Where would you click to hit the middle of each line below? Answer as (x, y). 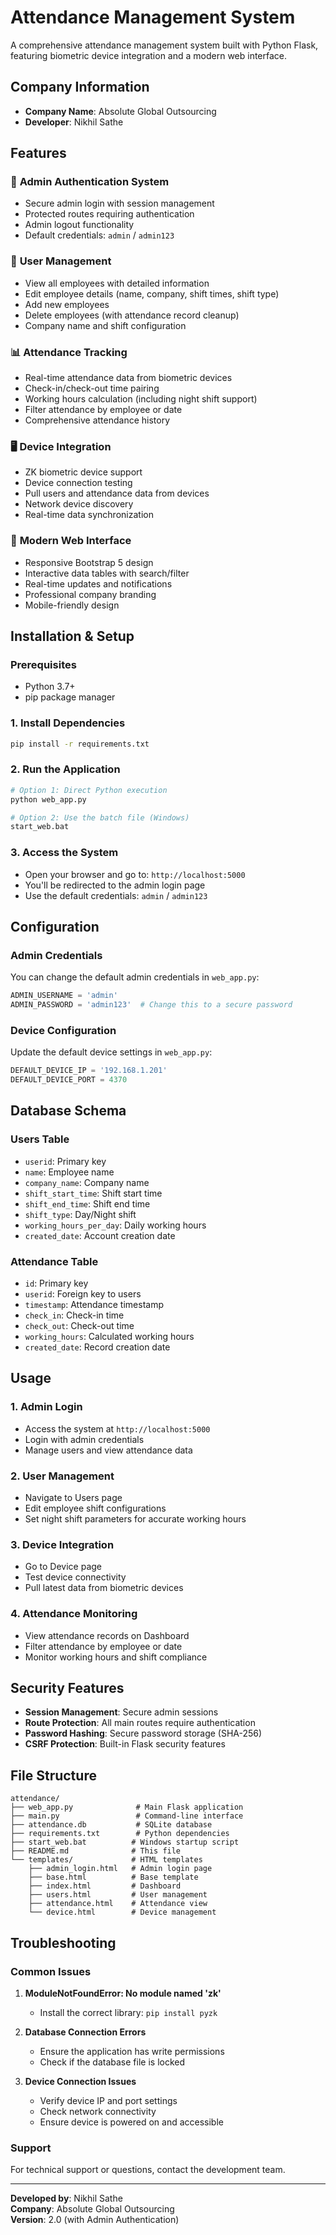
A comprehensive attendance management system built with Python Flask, (164, 45)
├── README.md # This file (96, 1851)
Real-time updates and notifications (98, 583)
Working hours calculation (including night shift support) (141, 399)
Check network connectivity (98, 2111)
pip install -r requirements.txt (80, 744)
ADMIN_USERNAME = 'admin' (64, 996)
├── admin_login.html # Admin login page (120, 1869)
